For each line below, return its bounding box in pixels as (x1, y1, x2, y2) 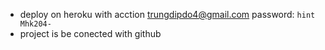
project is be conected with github (19, 28, 162, 39)
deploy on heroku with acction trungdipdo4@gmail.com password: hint (19, 9, 316, 20)
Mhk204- (19, 19, 52, 29)
